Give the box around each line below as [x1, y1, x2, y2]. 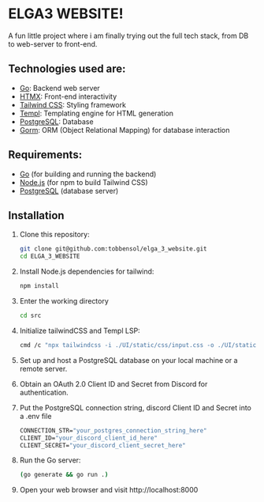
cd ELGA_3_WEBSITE [19, 252, 80, 261]
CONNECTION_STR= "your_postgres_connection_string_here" [19, 426, 207, 435]
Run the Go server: [19, 455, 81, 465]
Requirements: [8, 148, 83, 162]
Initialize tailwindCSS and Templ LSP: [19, 326, 140, 335]
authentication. [19, 387, 69, 397]
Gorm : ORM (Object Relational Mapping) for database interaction [19, 125, 230, 134]
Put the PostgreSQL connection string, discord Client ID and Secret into [19, 402, 252, 412]
